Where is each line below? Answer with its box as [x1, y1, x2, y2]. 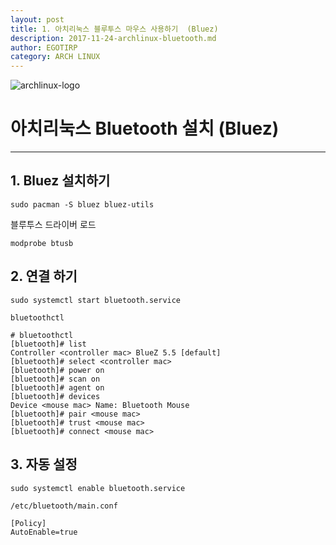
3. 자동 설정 [10, 456, 78, 473]
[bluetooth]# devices [10, 391, 101, 401]
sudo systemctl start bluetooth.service [10, 295, 182, 305]
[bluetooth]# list [10, 339, 87, 349]
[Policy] [10, 518, 47, 528]
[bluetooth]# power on [10, 365, 105, 375]
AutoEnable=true [10, 527, 78, 537]
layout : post [10, 14, 65, 25]
